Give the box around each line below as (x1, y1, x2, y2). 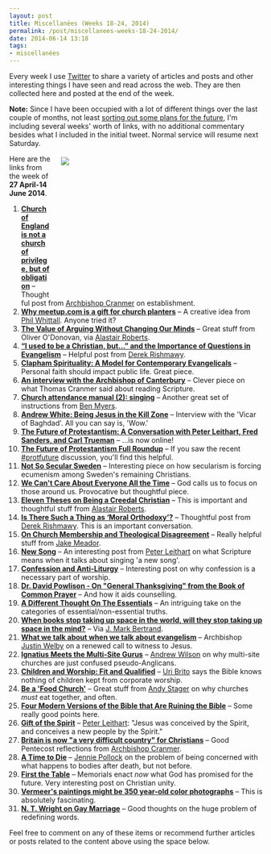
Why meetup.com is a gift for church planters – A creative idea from (20, 307, 251, 316)
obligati (20, 273, 47, 282)
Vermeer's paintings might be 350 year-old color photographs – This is (20, 787, 263, 796)
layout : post (9, 11, 53, 20)
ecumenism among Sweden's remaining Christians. (20, 469, 191, 479)
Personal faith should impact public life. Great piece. (20, 367, 195, 376)
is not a (20, 230, 47, 239)
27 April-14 (9, 180, 47, 190)
